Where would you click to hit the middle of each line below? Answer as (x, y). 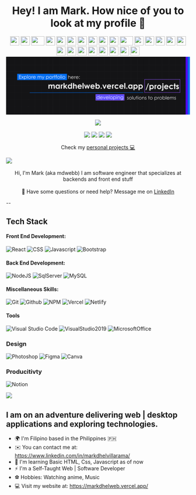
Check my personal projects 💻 (98, 147)
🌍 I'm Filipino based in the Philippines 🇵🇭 (65, 439)
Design (16, 343)
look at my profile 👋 (98, 23)
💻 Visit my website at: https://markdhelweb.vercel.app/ (81, 486)
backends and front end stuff (98, 179)
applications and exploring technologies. (82, 424)
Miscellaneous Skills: (32, 289)
